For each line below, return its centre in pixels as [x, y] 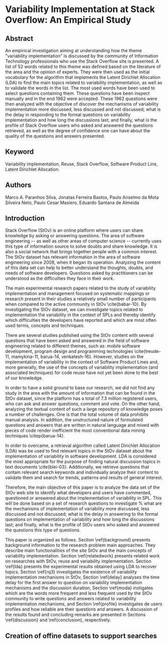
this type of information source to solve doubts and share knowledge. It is [81, 246]
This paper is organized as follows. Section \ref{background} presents [78, 540]
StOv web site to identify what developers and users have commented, [78, 493]
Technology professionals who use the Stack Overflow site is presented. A [82, 61]
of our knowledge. [24, 378]
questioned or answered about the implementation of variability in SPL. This [83, 498]
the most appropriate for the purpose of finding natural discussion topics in [83, 462]
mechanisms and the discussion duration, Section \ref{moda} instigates [79, 588]
